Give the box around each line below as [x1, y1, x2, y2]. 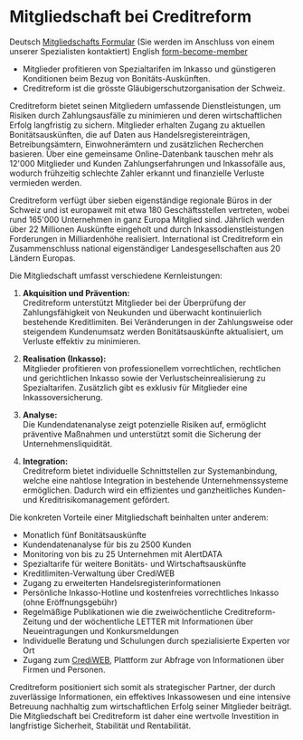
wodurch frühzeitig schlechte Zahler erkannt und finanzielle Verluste [9, 168, 265, 178]
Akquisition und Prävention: [22, 287, 130, 298]
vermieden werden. [9, 177, 82, 187]
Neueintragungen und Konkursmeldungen [22, 625, 179, 636]
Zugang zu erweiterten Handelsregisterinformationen [22, 577, 222, 588]
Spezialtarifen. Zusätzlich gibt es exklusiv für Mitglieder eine [22, 382, 248, 393]
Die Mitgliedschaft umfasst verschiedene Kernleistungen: [9, 270, 223, 281]
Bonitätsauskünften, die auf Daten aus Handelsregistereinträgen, [9, 129, 251, 139]
